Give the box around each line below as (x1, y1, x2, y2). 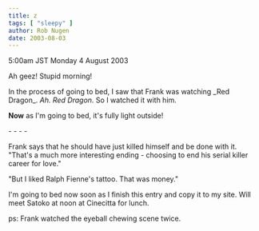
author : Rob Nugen (8, 26, 70, 34)
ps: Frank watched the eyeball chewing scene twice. (8, 213, 181, 224)
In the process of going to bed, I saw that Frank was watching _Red (8, 87, 230, 97)
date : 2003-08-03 (8, 34, 66, 42)
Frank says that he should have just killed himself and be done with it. (8, 141, 237, 152)
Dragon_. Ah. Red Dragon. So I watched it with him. (8, 95, 177, 105)
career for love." (8, 159, 62, 169)
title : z (8, 11, 38, 20)
